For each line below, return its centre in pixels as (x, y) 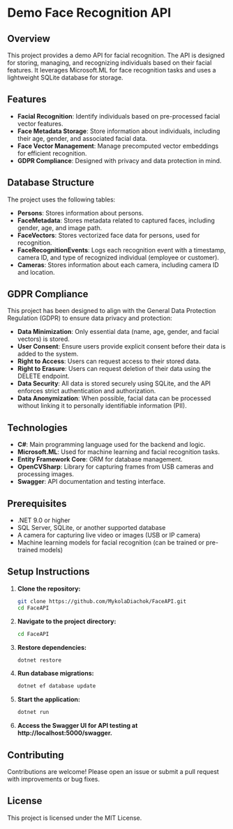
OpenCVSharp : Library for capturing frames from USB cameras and (115, 467)
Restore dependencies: (52, 647)
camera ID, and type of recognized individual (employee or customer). (118, 257)
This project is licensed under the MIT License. (75, 818)
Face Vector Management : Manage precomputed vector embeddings (118, 146)
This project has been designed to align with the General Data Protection (112, 311)
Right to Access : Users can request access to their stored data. (109, 361)
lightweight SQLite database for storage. (65, 77)
